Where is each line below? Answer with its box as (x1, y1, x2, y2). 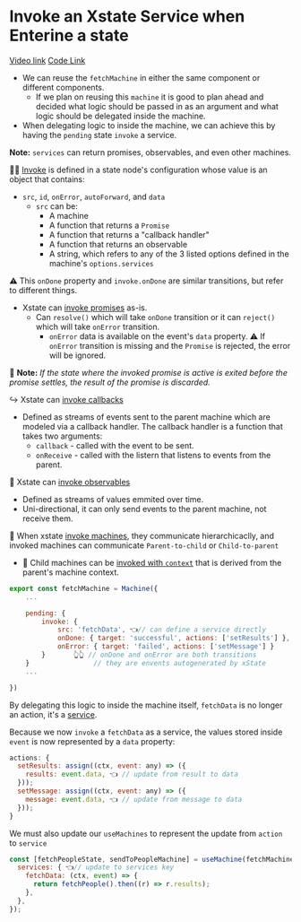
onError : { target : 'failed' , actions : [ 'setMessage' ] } (56, 642, 275, 651)
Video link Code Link (9, 55, 86, 65)
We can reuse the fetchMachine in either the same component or (21, 72, 261, 83)
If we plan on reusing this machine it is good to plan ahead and (35, 91, 264, 102)
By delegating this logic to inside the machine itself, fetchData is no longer (9, 700, 283, 710)
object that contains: (9, 173, 85, 185)
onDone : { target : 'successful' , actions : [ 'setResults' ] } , (56, 634, 291, 643)
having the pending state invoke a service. (21, 129, 177, 140)
